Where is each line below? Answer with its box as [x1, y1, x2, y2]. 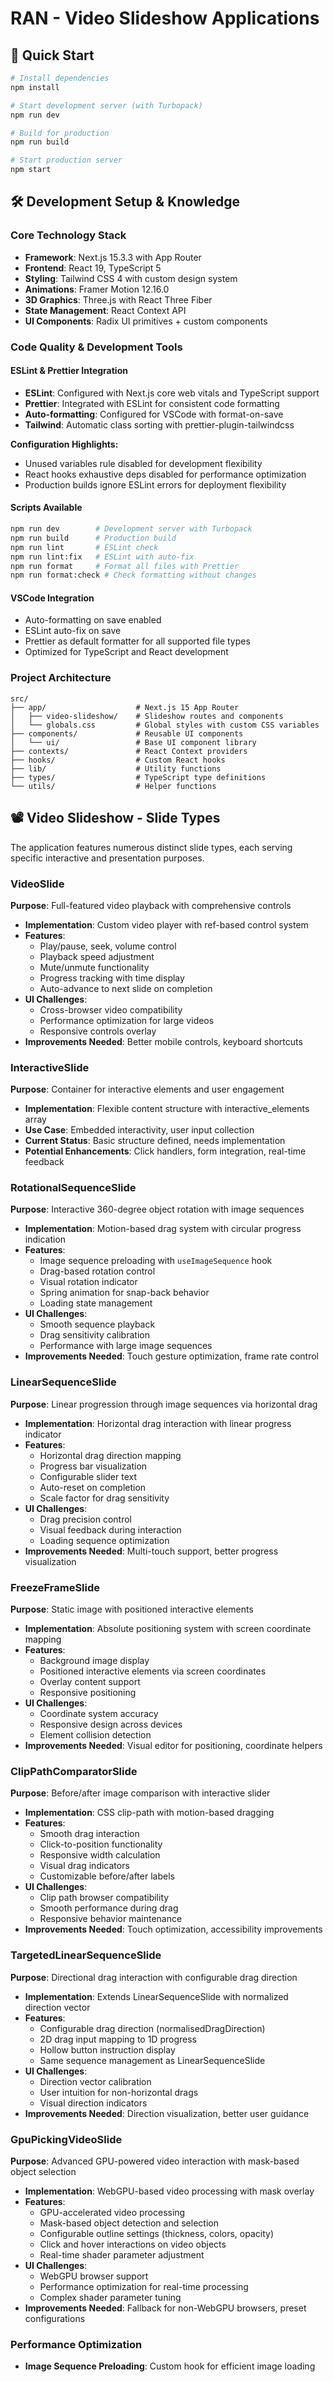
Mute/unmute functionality [39, 961, 150, 973]
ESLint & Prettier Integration [10, 365, 128, 377]
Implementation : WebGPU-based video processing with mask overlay [24, 2185, 315, 2197]
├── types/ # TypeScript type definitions [10, 772, 267, 782]
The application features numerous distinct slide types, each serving [10, 841, 293, 853]
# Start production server [10, 155, 123, 166]
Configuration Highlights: [10, 438, 119, 450]
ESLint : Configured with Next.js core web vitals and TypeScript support [24, 387, 320, 399]
